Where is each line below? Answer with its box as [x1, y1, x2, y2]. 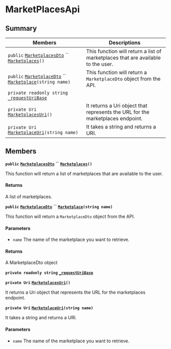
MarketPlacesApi [5, 4, 80, 15]
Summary [5, 24, 37, 33]
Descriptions [108, 39, 141, 46]
